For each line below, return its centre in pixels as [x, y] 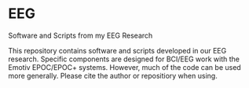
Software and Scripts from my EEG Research [81, 35]
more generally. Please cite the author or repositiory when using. [113, 75]
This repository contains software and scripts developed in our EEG [117, 50]
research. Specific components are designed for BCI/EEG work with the [124, 59]
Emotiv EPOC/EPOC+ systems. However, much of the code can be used [124, 67]
